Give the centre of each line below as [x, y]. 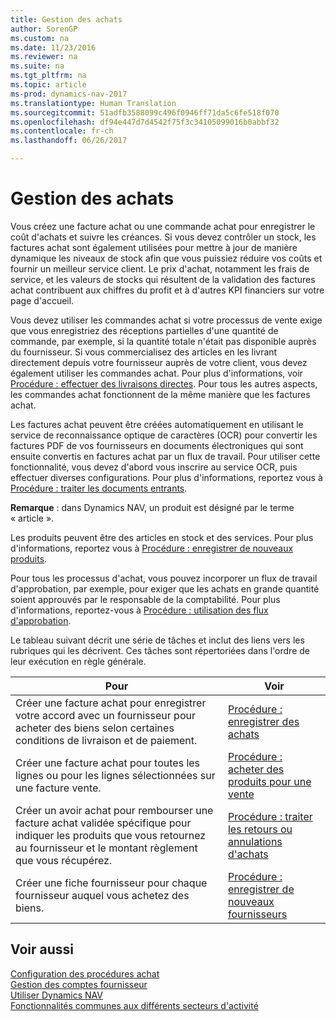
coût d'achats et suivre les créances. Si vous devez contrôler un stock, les [163, 237]
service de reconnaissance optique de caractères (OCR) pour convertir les [164, 435]
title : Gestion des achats [66, 19]
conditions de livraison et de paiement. [106, 740]
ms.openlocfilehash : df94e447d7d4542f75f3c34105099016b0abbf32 [145, 122]
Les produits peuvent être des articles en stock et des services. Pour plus [162, 537]
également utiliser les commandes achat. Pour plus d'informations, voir [156, 373]
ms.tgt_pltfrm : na [48, 76]
